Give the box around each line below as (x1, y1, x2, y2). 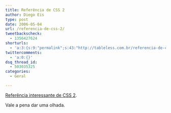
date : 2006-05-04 (5, 21, 42, 27)
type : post (5, 17, 28, 22)
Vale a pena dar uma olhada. (5, 102, 65, 108)
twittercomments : (5, 50, 42, 55)
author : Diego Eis (5, 12, 44, 17)
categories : (5, 69, 31, 74)
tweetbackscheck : (5, 31, 42, 36)
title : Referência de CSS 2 (5, 7, 65, 13)
